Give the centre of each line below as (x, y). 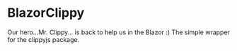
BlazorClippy (46, 13)
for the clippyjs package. (44, 39)
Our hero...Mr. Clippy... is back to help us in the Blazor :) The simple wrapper (118, 32)
